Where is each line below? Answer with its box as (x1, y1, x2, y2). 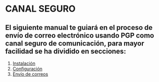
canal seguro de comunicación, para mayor (5, 39, 144, 48)
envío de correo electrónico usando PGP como (5, 31, 154, 39)
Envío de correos (12, 71, 48, 77)
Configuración (12, 66, 43, 71)
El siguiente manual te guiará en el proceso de (5, 23, 153, 32)
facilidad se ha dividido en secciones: (5, 47, 126, 56)
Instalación (12, 60, 36, 66)
